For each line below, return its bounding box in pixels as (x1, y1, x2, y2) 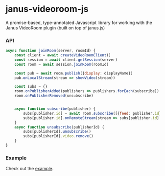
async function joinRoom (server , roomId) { (5, 48, 96, 53)
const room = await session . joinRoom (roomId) (14, 62, 109, 67)
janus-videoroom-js (5, 3, 89, 15)
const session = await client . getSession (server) (14, 57, 118, 62)
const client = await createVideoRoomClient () (14, 53, 111, 58)
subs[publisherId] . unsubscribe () (23, 129, 92, 134)
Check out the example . (5, 166, 54, 172)
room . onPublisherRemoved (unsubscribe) (14, 93, 94, 99)
